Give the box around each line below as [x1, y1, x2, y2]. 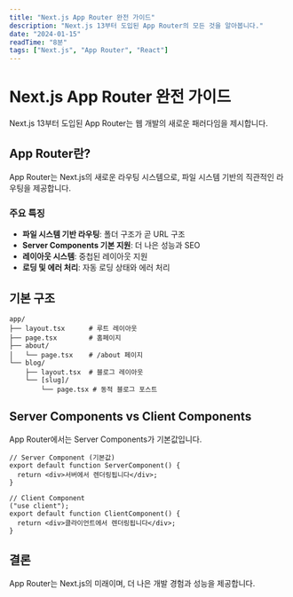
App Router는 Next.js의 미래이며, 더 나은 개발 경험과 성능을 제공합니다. [9, 577, 256, 588]
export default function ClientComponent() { [9, 509, 180, 518]
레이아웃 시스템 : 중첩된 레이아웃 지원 [21, 251, 148, 262]
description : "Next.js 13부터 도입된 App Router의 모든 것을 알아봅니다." [9, 21, 264, 30]
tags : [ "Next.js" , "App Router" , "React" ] [9, 46, 169, 55]
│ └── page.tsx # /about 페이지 [9, 350, 144, 359]
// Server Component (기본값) [9, 453, 115, 462]
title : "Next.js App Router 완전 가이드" [9, 12, 155, 22]
